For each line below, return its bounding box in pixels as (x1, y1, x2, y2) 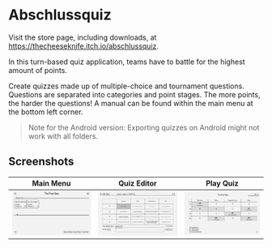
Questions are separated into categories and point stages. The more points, (8, 89, 261, 99)
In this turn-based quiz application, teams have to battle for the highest (8, 57, 245, 66)
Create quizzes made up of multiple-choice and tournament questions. (8, 81, 244, 91)
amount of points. (8, 65, 67, 75)
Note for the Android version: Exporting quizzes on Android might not (28, 122, 260, 132)
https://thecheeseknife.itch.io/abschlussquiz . (8, 41, 159, 50)
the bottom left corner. (8, 107, 83, 117)
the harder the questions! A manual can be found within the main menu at (8, 98, 253, 108)
